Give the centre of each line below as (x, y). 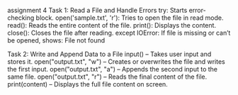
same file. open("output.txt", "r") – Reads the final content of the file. (107, 77)
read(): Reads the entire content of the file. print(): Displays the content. (112, 25)
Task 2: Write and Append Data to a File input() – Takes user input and (109, 54)
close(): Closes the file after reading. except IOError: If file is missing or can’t (119, 33)
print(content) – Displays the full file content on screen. (87, 84)
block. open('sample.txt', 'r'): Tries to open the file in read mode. (130, 18)
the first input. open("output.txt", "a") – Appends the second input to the (113, 69)
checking (21, 18)
